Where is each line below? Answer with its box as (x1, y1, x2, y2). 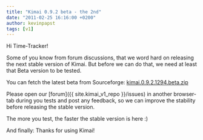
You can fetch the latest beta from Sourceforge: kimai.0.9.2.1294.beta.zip (6, 79, 189, 86)
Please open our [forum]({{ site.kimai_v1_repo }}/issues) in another (6, 90, 173, 98)
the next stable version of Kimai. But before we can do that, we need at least (6, 61, 197, 68)
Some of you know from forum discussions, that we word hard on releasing (6, 54, 194, 61)
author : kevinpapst (6, 20, 56, 26)
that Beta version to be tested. (6, 67, 82, 75)
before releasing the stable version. (6, 104, 95, 111)
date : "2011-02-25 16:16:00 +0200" (6, 15, 96, 21)
